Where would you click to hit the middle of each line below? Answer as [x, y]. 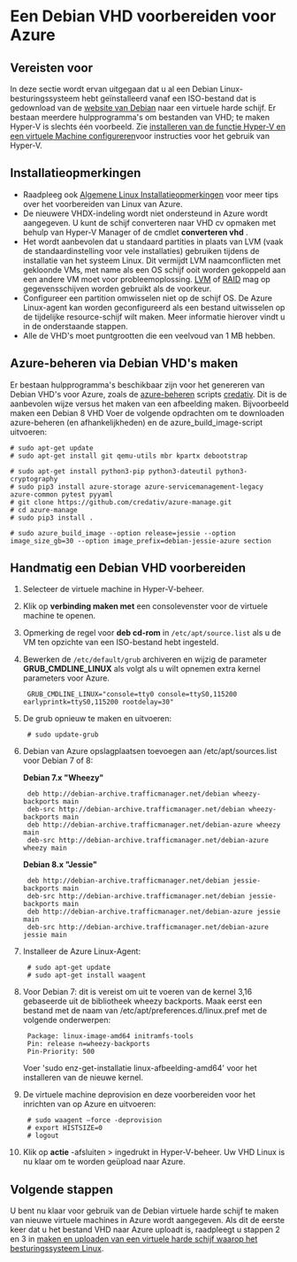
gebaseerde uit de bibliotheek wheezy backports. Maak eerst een [142, 1001]
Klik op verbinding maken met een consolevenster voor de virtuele [145, 606]
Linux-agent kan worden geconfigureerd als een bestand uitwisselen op [154, 307]
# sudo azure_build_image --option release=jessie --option [123, 533]
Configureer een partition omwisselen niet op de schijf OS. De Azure [148, 297]
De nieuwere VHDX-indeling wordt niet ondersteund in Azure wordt [145, 213]
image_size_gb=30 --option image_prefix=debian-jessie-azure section [141, 541]
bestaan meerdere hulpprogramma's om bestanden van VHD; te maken [140, 117]
